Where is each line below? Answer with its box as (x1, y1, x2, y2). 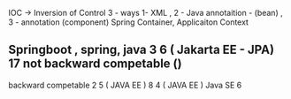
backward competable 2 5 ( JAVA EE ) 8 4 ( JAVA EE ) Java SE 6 (8, 80, 242, 90)
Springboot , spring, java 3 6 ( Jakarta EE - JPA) (8, 42, 275, 57)
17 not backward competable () (8, 57, 182, 72)
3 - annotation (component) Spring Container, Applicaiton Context (8, 17, 249, 27)
